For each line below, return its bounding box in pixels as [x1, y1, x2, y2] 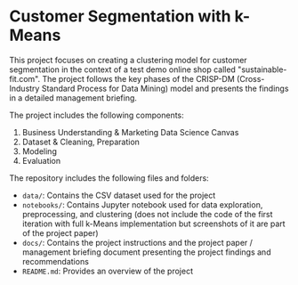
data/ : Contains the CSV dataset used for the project [21, 190, 216, 200]
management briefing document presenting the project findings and [21, 247, 271, 257]
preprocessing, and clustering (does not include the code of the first [21, 208, 273, 219]
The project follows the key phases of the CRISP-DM [42, 73, 236, 84]
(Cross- [237, 73, 265, 84]
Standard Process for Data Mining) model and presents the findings [41, 83, 289, 94]
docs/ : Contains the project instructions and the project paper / [21, 237, 254, 248]
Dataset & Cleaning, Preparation [21, 136, 141, 147]
